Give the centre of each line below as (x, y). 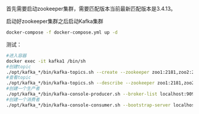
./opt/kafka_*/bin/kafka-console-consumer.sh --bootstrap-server (88, 105)
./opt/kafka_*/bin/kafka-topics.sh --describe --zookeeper (81, 83)
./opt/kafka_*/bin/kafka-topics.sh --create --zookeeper (78, 72)
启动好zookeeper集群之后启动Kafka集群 (55, 21)
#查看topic (19, 78)
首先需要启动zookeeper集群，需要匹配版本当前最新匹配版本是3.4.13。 (91, 9)
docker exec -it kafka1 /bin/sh (46, 61)
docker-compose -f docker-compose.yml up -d (62, 32)
